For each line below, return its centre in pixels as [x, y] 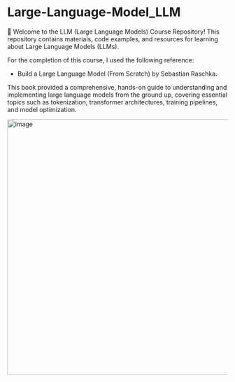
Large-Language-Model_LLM [94, 12]
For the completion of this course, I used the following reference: [101, 60]
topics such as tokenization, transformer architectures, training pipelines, [113, 102]
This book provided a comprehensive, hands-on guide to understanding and [117, 87]
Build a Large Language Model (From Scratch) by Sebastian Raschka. [117, 74]
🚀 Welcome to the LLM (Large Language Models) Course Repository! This [113, 32]
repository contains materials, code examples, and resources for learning [113, 39]
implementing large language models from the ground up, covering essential [117, 95]
